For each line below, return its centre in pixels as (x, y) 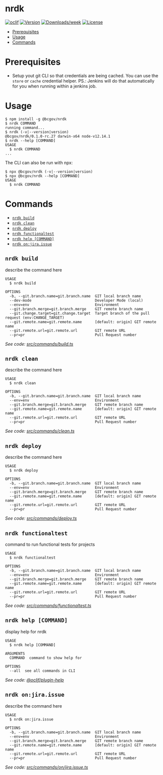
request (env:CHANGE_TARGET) (35, 318)
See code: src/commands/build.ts (39, 344)
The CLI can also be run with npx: (39, 162)
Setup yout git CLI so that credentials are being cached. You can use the (85, 75)
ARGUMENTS (15, 654)
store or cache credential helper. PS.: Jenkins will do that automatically (83, 81)
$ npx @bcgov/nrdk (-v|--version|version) (49, 172)
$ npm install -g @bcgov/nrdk (36, 119)
